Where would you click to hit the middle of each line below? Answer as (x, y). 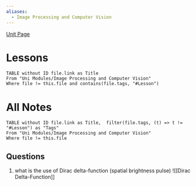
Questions (26, 156)
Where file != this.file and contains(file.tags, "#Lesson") (83, 84)
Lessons (27, 58)
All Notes (29, 107)
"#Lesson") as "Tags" (33, 128)
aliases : (17, 12)
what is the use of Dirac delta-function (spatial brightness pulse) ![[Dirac (102, 171)
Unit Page (18, 34)
